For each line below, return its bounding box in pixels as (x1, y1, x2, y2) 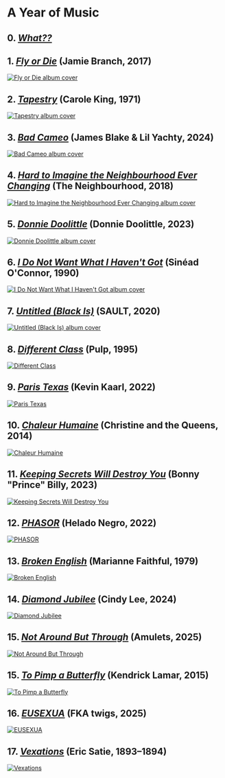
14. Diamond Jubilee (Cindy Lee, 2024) (7, 593, 177, 605)
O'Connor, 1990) (7, 268, 80, 279)
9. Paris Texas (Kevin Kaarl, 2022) (7, 381, 156, 393)
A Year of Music (7, 5, 99, 21)
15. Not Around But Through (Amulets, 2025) (7, 631, 202, 643)
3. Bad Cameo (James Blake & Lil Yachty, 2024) (7, 132, 214, 143)
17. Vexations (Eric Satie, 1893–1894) (7, 746, 167, 757)
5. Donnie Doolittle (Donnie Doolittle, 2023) (7, 218, 195, 231)
